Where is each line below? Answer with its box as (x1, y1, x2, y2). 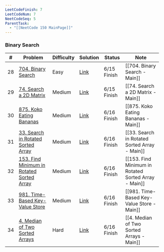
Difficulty (52, 54, 75, 61)
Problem (23, 54, 43, 61)
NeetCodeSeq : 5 (5, 16, 36, 21)
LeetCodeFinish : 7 (5, 7, 42, 12)
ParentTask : (5, 21, 29, 26)
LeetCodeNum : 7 (5, 12, 36, 17)
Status (104, 54, 121, 61)
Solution (79, 54, 99, 61)
